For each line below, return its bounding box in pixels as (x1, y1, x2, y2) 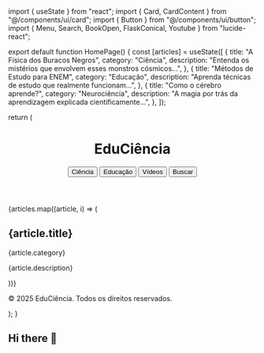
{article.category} (8, 247, 65, 257)
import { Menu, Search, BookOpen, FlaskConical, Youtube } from (8, 24, 218, 32)
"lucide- (219, 24, 246, 32)
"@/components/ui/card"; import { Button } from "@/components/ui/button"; (8, 15, 256, 24)
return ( (8, 113, 33, 121)
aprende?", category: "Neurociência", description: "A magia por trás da (8, 89, 239, 98)
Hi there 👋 (8, 332, 58, 345)
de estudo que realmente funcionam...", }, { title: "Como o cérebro (8, 80, 222, 90)
